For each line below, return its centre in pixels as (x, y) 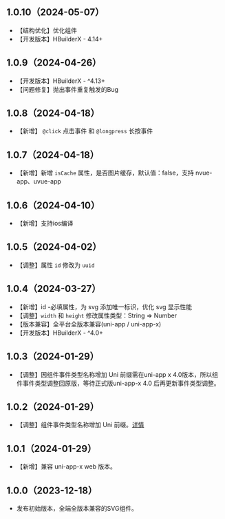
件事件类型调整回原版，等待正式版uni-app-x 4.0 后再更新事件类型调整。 (118, 383)
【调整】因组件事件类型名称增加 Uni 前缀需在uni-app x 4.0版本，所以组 (117, 374)
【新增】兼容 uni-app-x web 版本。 (66, 467)
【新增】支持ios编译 (45, 224)
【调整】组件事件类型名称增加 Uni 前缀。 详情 (80, 425)
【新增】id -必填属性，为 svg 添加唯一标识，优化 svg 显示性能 (104, 306)
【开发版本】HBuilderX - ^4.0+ (60, 333)
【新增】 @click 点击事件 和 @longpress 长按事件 (85, 131)
